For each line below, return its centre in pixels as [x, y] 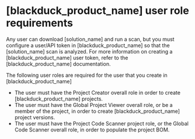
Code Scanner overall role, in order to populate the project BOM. [92, 130]
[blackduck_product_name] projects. [59, 99]
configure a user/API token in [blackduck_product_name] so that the [88, 45]
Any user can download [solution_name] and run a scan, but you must [90, 39]
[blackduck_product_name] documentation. [58, 64]
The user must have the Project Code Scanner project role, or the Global [101, 123]
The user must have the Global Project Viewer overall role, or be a [94, 105]
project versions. [35, 117]
